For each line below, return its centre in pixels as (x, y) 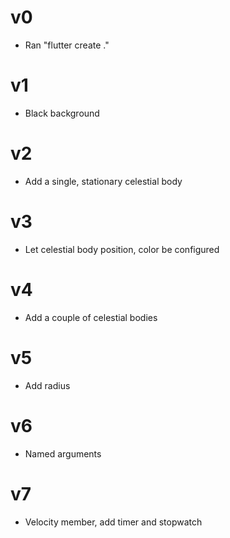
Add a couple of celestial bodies (91, 317)
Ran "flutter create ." (67, 45)
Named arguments (63, 453)
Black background (62, 113)
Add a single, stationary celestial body (103, 181)
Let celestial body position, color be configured (122, 249)
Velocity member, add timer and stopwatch (113, 522)
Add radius (47, 385)
